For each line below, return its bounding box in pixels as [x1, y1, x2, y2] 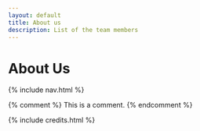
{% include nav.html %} [8, 85, 85, 94]
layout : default [8, 11, 61, 19]
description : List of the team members [8, 26, 139, 34]
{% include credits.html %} [8, 115, 96, 125]
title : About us [8, 19, 61, 27]
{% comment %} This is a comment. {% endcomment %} [8, 101, 193, 110]
